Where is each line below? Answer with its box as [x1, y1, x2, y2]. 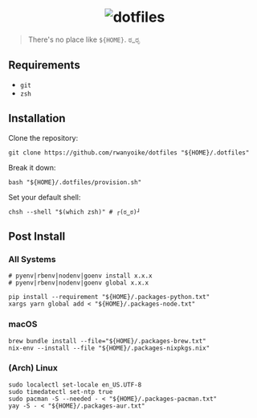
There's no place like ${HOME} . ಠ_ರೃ [27, 35, 141, 44]
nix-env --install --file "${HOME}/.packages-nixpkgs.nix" [8, 344, 210, 352]
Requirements [8, 59, 80, 72]
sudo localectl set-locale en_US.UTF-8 [8, 380, 142, 389]
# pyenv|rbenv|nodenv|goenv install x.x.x [8, 272, 153, 281]
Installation [8, 112, 66, 125]
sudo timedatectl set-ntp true [8, 387, 113, 395]
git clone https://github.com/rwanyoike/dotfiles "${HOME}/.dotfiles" [8, 149, 250, 157]
